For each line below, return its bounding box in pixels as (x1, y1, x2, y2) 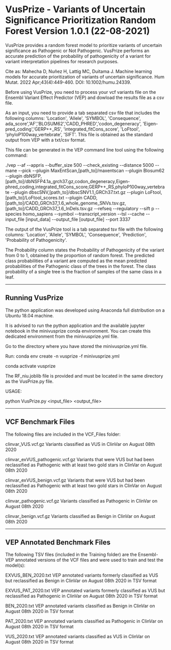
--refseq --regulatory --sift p (94, 205, 154, 211)
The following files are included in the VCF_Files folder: (5, 431, 121, 437)
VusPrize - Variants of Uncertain (5, 4, 146, 15)
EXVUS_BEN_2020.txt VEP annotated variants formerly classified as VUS (5, 572, 159, 579)
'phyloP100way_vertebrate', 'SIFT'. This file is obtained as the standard (5, 131, 153, 137)
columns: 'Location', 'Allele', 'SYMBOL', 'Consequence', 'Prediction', (5, 231, 147, 238)
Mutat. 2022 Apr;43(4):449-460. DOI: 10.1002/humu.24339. (5, 79, 131, 85)
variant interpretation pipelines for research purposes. (5, 58, 119, 64)
